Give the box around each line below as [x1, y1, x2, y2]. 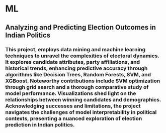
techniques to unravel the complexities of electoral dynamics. [5, 52, 159, 59]
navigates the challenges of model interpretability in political [5, 108, 157, 115]
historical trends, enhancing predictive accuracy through [5, 65, 148, 72]
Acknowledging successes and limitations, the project [5, 102, 141, 109]
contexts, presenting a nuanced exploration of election [5, 115, 142, 122]
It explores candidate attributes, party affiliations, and [5, 58, 140, 65]
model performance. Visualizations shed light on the [5, 90, 136, 97]
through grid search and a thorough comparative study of [5, 83, 149, 90]
